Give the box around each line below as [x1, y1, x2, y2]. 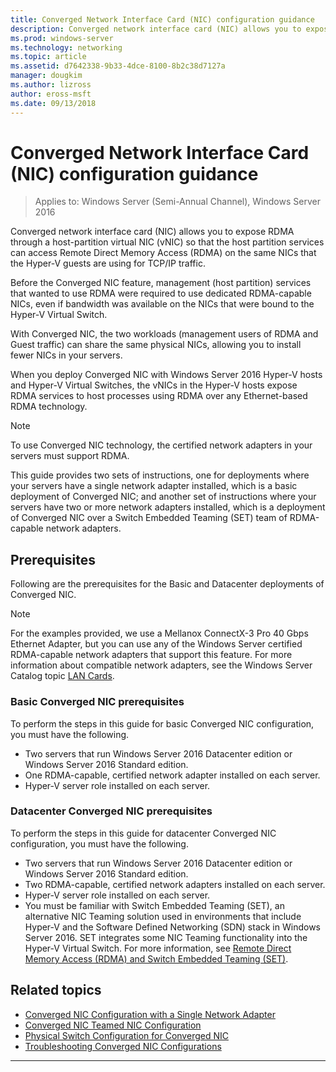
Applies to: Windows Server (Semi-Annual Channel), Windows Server [34, 196, 321, 208]
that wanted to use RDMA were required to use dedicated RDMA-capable [10, 287, 312, 300]
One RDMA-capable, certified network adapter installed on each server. [24, 769, 321, 781]
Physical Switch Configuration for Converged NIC [24, 1029, 229, 1041]
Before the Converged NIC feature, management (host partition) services [10, 277, 312, 289]
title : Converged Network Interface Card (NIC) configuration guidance [10, 14, 315, 25]
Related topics [10, 982, 102, 999]
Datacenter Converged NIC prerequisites [10, 804, 213, 818]
